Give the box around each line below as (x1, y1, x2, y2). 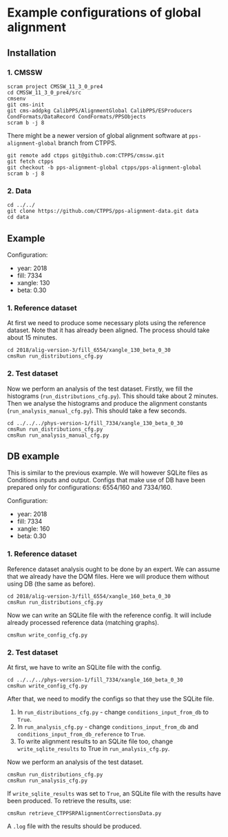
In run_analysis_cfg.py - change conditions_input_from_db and (17, 722, 198, 731)
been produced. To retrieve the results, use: (7, 796, 132, 805)
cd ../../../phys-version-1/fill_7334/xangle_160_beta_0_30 (7, 676, 184, 683)
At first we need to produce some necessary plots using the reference (7, 319, 207, 327)
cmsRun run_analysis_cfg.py (7, 777, 88, 784)
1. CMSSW (7, 68, 43, 77)
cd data (7, 214, 30, 221)
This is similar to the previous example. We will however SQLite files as (7, 468, 208, 477)
